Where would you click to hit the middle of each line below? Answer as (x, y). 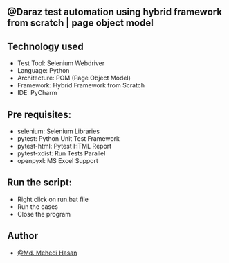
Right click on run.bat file (53, 199)
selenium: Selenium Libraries (58, 131)
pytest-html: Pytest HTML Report (64, 146)
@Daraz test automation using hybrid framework (115, 12)
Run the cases (38, 206)
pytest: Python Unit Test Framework (68, 139)
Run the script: (40, 183)
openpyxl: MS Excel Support (58, 161)
